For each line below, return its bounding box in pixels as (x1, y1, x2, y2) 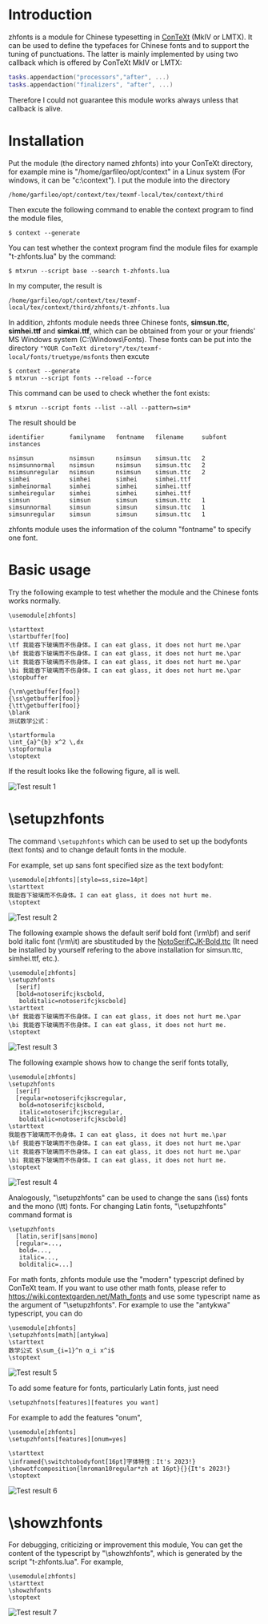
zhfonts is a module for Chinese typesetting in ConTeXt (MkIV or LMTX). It (8, 32, 253, 42)
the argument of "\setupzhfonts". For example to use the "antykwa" (8, 1300, 230, 1309)
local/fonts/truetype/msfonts (8, 353, 110, 361)
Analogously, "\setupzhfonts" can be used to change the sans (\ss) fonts (8, 1192, 249, 1203)
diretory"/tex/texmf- (90, 345, 162, 353)
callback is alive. (8, 103, 63, 113)
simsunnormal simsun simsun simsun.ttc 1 (8, 503, 206, 511)
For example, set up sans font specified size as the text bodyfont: (8, 860, 224, 870)
